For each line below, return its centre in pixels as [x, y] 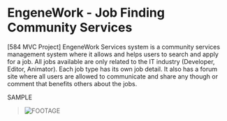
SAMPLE [20, 97]
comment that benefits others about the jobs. [72, 83]
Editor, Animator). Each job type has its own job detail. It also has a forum [112, 69]
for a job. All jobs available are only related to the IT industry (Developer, [111, 61]
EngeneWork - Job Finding [86, 13]
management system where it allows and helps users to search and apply [113, 54]
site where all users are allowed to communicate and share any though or [113, 76]
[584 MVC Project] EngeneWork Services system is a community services [114, 47]
